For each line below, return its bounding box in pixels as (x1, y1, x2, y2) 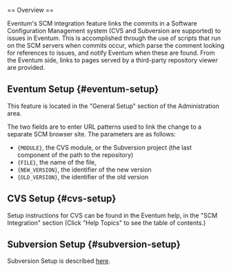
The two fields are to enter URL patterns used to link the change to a (7, 123, 202, 131)
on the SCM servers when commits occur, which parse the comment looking (7, 42, 225, 49)
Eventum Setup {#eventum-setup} (7, 83, 159, 96)
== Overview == (7, 6, 54, 14)
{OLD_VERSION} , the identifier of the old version (17, 172, 149, 181)
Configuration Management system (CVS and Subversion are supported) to (7, 27, 221, 35)
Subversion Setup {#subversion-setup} (7, 239, 181, 251)
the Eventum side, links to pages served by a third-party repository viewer (7, 56, 219, 64)
